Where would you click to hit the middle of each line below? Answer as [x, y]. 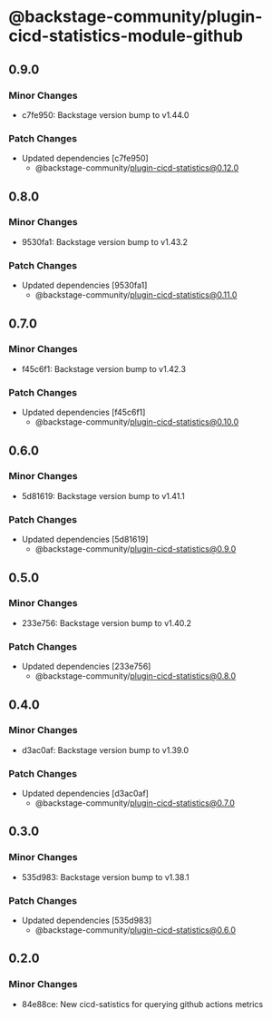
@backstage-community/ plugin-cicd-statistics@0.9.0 [136, 549]
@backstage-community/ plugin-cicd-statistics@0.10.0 [137, 422]
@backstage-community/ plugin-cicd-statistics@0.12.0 [137, 168]
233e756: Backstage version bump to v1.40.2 [107, 622]
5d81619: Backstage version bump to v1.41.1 [103, 495]
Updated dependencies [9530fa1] [84, 285]
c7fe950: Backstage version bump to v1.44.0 [105, 114]
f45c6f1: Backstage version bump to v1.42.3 [104, 368]
